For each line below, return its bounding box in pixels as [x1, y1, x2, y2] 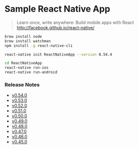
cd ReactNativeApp [4, 61, 42, 66]
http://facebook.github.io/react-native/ [16, 24, 95, 30]
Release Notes [4, 81, 40, 88]
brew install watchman [4, 38, 51, 43]
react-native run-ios [4, 65, 49, 70]
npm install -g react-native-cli [4, 43, 73, 48]
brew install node [4, 34, 42, 39]
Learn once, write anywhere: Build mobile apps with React [16, 19, 134, 25]
